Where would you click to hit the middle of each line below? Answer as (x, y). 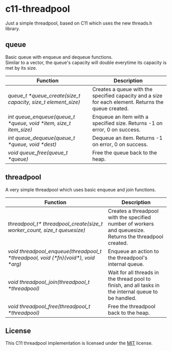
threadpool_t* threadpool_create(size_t (56, 223)
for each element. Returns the (128, 102)
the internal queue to (133, 292)
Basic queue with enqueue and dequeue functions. (59, 57)
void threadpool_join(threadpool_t (49, 282)
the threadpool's (127, 258)
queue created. (110, 108)
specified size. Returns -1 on (127, 123)
